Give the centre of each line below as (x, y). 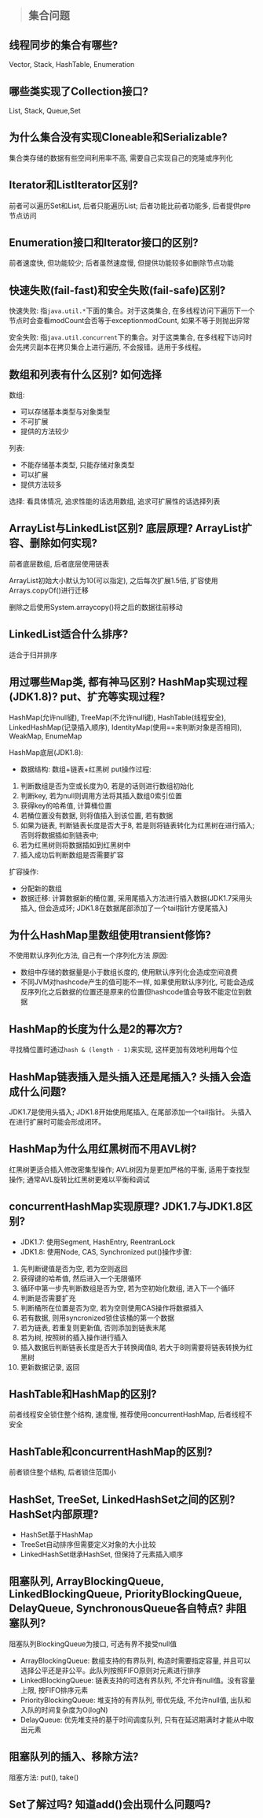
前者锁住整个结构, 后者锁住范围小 (62, 1472)
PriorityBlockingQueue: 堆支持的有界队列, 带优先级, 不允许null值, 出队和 (136, 1700)
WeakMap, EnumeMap (46, 736)
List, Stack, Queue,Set (45, 111)
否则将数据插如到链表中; (59, 835)
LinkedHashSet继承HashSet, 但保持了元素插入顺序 (102, 1554)
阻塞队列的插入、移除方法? (74, 1757)
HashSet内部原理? (54, 1514)
